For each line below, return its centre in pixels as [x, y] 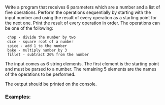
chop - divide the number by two [42, 37]
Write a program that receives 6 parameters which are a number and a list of [83, 7]
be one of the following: [29, 28]
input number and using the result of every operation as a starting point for [81, 18]
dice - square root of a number [40, 42]
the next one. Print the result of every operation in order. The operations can [82, 23]
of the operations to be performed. [40, 74]
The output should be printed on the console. [51, 84]
